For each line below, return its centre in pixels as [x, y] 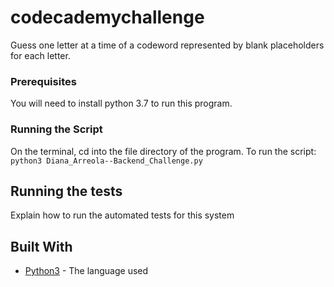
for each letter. [40, 55]
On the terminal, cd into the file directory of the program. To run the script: [163, 151]
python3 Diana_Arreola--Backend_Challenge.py [106, 161]
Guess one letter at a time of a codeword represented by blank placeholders [167, 45]
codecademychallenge [107, 17]
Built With [41, 246]
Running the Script [56, 129]
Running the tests [66, 191]
